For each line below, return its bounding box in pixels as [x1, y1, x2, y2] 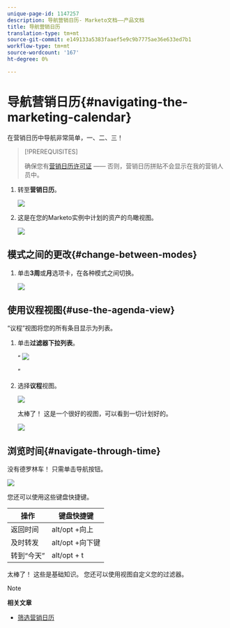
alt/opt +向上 [52, 525, 94, 534]
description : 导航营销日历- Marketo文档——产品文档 [7, 17, 145, 24]
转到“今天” [10, 551, 45, 561]
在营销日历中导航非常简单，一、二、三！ [7, 133, 123, 142]
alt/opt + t [52, 550, 84, 560]
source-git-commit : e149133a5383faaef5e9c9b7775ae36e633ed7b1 [7, 36, 192, 43]
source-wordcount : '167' [7, 50, 79, 57]
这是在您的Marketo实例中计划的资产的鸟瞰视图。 [17, 213, 158, 221]
